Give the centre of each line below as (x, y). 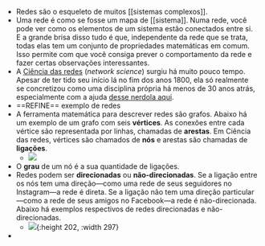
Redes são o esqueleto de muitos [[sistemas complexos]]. (112, 12)
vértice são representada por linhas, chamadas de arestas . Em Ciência (133, 131)
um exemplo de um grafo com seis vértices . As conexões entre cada (130, 123)
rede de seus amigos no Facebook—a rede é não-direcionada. (153, 201)
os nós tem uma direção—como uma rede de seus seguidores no (124, 183)
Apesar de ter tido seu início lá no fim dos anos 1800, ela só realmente (132, 80)
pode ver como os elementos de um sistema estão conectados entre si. (134, 29)
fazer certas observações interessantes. (83, 63)
